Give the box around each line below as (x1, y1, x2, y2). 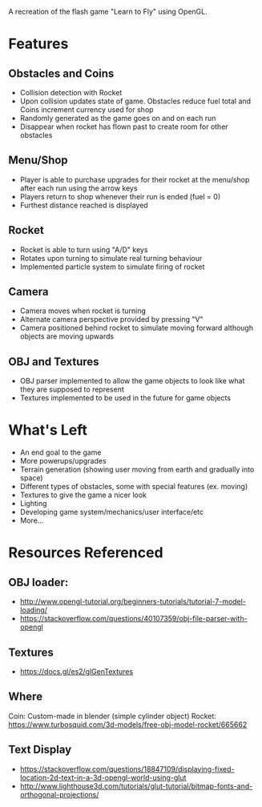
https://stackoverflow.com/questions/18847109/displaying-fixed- (19, 764, 235, 773)
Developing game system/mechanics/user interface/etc (19, 508, 204, 517)
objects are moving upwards (19, 331, 115, 341)
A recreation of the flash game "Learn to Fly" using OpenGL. (8, 7, 208, 16)
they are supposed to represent (19, 384, 124, 395)
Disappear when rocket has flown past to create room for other (19, 122, 228, 131)
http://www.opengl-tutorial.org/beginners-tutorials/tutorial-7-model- (19, 596, 247, 607)
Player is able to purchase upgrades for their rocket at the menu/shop (19, 175, 250, 184)
